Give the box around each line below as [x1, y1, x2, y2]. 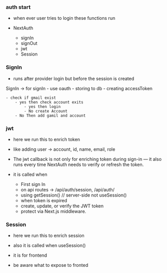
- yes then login [24, 104, 61, 109]
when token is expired [20, 197, 68, 203]
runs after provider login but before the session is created [13, 75, 134, 81]
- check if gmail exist [6, 95, 57, 100]
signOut [20, 40, 38, 46]
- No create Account [24, 108, 68, 114]
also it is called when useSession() [13, 242, 86, 249]
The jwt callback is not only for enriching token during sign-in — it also [13, 156, 162, 162]
